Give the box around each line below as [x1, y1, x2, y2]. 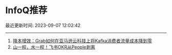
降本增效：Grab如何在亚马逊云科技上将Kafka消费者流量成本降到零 [12, 37, 152, 43]
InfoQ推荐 [5, 5, 48, 16]
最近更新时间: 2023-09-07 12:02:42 [5, 22, 81, 28]
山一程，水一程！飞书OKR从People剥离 [12, 44, 96, 50]
